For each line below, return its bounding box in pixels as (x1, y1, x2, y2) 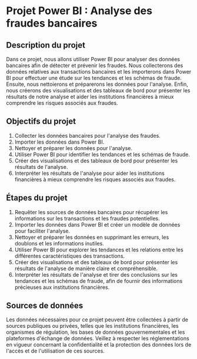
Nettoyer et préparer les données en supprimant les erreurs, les (14, 234, 169, 241)
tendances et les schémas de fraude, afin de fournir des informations (14, 277, 183, 284)
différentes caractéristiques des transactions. (14, 252, 125, 260)
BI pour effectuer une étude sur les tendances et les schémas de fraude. (6, 75, 182, 81)
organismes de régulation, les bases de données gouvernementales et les (6, 328, 185, 336)
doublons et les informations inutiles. (14, 240, 104, 247)
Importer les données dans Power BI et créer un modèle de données (14, 221, 181, 228)
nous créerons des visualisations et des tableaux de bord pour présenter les (6, 87, 191, 94)
